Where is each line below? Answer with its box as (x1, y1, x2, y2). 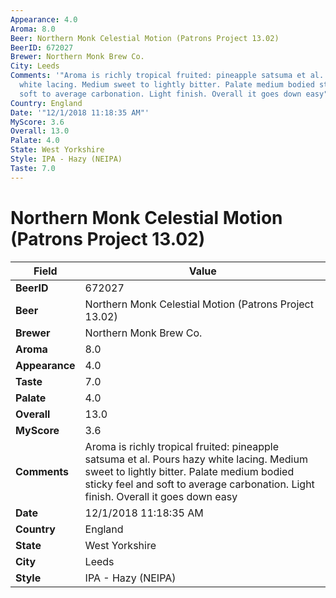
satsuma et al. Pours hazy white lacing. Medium (84, 452, 308, 466)
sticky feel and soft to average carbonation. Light (84, 477, 315, 491)
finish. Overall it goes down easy (84, 489, 238, 503)
